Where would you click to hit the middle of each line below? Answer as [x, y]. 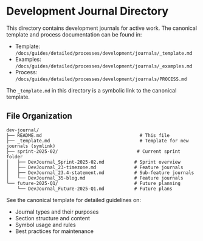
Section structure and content [52, 218]
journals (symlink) [31, 146]
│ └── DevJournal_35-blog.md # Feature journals [95, 178]
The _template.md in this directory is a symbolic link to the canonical [91, 90]
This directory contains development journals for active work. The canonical [102, 28]
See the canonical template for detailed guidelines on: [74, 200]
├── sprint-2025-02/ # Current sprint [94, 151]
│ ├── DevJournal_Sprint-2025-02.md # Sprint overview [94, 162]
